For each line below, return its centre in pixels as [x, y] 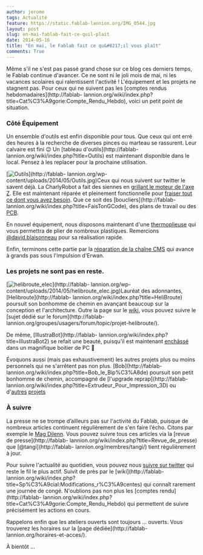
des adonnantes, [162, 291]
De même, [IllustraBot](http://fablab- [52, 335]
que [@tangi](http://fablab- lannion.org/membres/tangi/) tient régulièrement [101, 446]
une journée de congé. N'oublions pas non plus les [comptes [82, 491]
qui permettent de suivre [158, 503]
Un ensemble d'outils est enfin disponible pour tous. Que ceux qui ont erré [99, 137]
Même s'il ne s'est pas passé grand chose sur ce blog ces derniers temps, [99, 69]
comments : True [25, 52]
